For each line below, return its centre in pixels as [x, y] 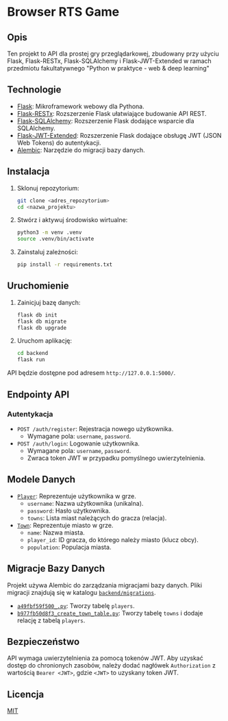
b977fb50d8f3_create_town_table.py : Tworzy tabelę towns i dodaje [110, 613]
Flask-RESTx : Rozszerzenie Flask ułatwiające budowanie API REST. [112, 113]
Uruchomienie [38, 286]
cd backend [33, 354]
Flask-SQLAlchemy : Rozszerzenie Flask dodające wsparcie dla [105, 121]
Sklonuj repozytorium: [48, 188]
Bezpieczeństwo [43, 641]
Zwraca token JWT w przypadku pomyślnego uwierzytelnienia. [116, 458]
